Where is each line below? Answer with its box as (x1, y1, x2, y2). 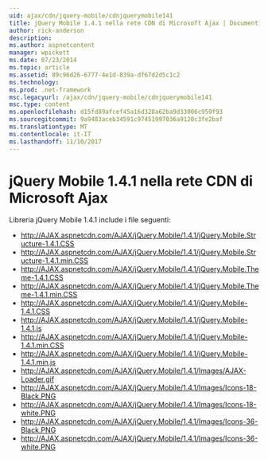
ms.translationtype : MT (9, 123, 88, 131)
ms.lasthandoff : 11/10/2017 (9, 137, 103, 146)
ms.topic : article (9, 64, 70, 72)
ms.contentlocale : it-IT (9, 130, 91, 138)
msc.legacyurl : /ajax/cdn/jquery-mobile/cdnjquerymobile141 (9, 93, 213, 101)
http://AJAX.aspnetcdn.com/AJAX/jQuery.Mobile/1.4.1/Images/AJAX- (20, 366, 247, 375)
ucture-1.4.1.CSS (20, 239, 75, 249)
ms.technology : (9, 78, 60, 86)
